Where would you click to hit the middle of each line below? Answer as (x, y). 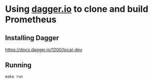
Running (19, 65)
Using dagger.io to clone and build (77, 9)
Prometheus (31, 20)
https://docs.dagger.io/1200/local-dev (44, 50)
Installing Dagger (32, 38)
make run (14, 77)
